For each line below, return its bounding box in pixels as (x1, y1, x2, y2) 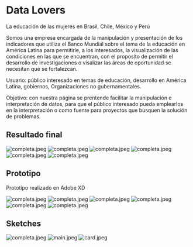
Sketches (6, 218, 42, 228)
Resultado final (6, 130, 63, 140)
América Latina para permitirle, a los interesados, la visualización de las (6, 46, 178, 53)
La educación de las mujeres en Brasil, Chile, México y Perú (6, 23, 150, 30)
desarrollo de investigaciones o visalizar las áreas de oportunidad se (6, 59, 171, 66)
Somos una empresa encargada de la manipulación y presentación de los (6, 34, 183, 41)
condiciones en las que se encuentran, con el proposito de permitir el (6, 53, 174, 60)
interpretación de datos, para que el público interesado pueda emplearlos (6, 100, 184, 107)
